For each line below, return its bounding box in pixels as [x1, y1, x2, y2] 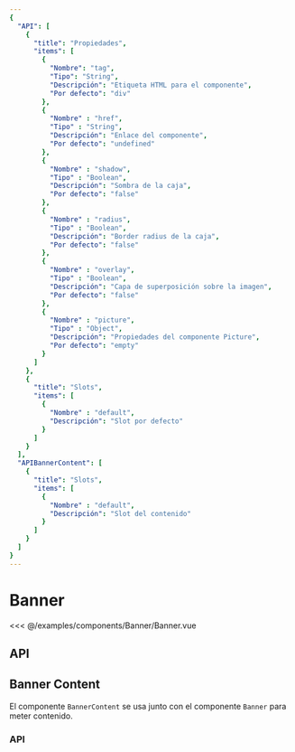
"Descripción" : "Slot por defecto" [49, 417, 183, 426]
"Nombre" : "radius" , [49, 214, 131, 224]
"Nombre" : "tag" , [49, 64, 115, 73]
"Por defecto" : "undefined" [49, 139, 155, 148]
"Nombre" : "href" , [49, 114, 124, 123]
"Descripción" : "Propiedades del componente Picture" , [49, 333, 260, 342]
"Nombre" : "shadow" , [49, 164, 131, 174]
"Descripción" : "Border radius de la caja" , [49, 231, 220, 240]
